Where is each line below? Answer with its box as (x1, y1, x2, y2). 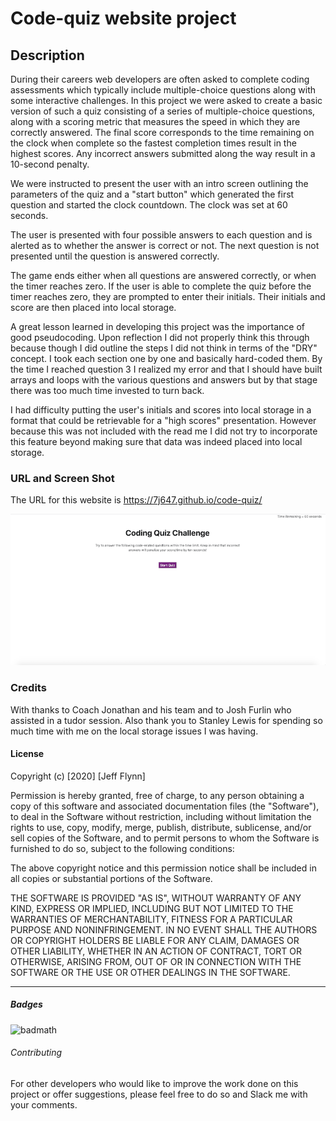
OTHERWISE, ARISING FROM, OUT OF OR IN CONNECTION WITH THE (10, 955, 302, 967)
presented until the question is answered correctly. (10, 250, 220, 262)
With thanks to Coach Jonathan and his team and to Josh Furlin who (10, 703, 292, 716)
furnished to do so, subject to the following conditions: (10, 842, 235, 854)
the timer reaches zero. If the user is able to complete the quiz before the (10, 280, 312, 292)
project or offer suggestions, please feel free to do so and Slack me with (10, 1088, 308, 1100)
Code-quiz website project (10, 7, 237, 30)
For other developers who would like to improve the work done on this (10, 1077, 299, 1089)
